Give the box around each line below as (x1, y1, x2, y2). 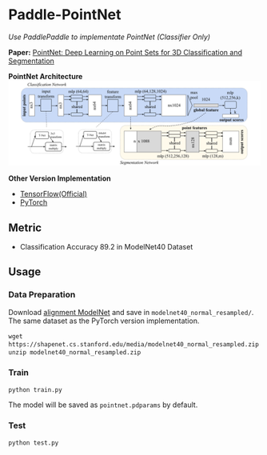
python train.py (8, 386, 62, 394)
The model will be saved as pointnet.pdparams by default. (8, 400, 198, 409)
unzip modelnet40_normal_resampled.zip (8, 348, 141, 357)
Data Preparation (8, 289, 76, 301)
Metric (8, 221, 42, 234)
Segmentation (8, 56, 54, 66)
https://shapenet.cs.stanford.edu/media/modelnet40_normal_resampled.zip (8, 340, 260, 349)
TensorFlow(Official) (19, 190, 88, 199)
